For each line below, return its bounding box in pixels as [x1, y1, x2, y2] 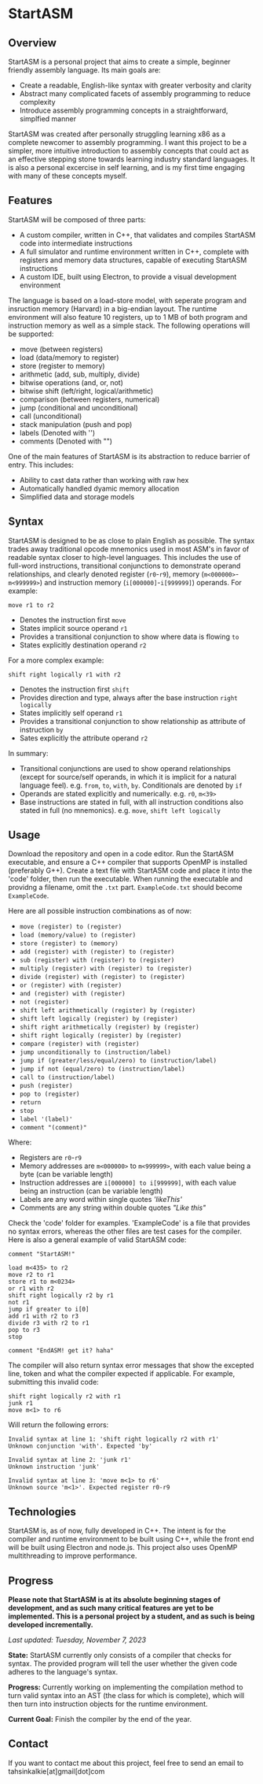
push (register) [19, 1082, 73, 1090]
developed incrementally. [8, 1620, 93, 1630]
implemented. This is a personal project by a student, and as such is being [8, 1612, 255, 1621]
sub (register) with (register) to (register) [19, 956, 175, 965]
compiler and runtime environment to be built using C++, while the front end [8, 1534, 254, 1544]
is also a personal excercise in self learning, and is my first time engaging [8, 163, 246, 172]
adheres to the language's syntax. [8, 1667, 119, 1677]
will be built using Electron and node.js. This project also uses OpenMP [8, 1543, 238, 1552]
